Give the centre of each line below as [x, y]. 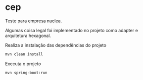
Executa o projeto [23, 64]
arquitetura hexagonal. [28, 36]
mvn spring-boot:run [26, 73]
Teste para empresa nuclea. [34, 21]
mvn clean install [24, 54]
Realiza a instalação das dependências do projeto [56, 45]
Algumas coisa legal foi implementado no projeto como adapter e [71, 30]
